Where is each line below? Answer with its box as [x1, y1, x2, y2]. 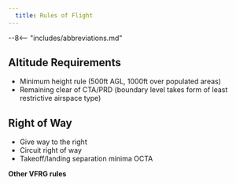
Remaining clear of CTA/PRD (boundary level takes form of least [19, 85, 228, 94]
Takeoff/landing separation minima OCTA [19, 154, 153, 164]
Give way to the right [19, 137, 88, 146]
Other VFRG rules [8, 169, 67, 179]
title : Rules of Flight [15, 11, 93, 20]
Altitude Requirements [8, 56, 122, 69]
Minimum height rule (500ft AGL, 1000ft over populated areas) [19, 76, 222, 87]
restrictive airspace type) [19, 94, 101, 103]
